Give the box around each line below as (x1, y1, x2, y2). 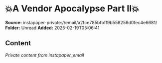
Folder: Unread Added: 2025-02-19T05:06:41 (5, 25, 100, 31)
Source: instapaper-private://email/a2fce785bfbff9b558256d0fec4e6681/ (5, 19, 158, 25)
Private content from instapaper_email (5, 52, 84, 58)
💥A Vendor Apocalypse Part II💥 (5, 3, 140, 14)
